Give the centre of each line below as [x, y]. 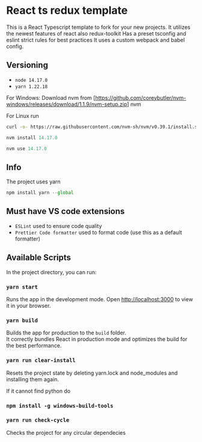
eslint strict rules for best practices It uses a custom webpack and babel [96, 40]
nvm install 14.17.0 [32, 138]
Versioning [27, 65]
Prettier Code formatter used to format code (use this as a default [98, 232]
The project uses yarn [34, 182]
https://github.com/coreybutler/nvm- [141, 97]
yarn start [22, 287]
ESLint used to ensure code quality [58, 226]
